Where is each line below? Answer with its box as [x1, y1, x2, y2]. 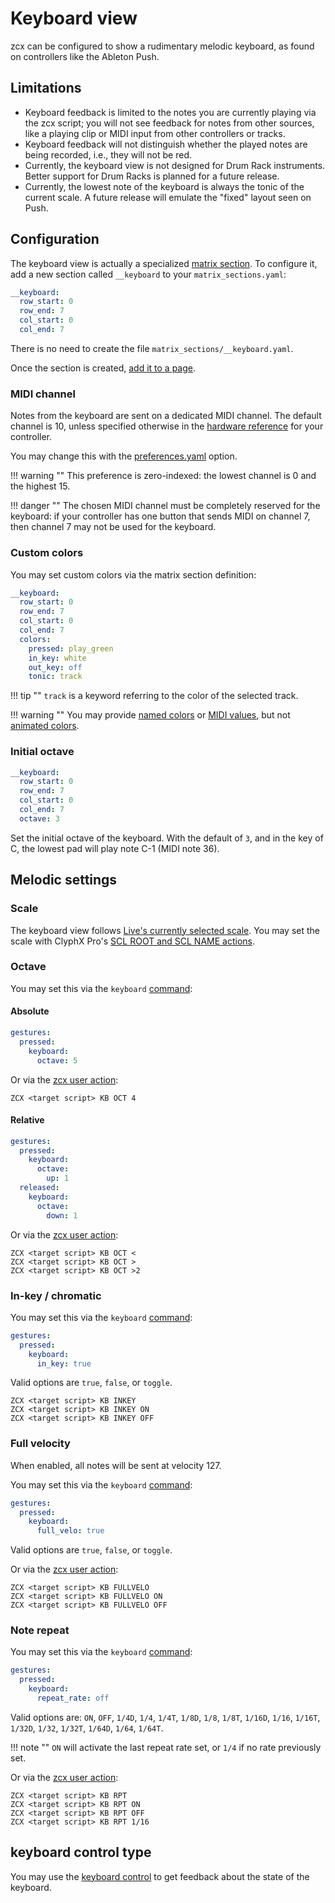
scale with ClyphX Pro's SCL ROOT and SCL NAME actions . [10, 935, 255, 947]
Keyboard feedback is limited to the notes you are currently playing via [24, 106, 317, 118]
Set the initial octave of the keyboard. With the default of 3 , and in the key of [10, 832, 324, 844]
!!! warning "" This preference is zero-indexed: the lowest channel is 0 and [10, 470, 317, 482]
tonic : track [28, 672, 83, 682]
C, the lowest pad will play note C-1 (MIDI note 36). [10, 842, 220, 854]
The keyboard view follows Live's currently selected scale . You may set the [10, 924, 321, 936]
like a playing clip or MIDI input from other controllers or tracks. [24, 127, 286, 139]
